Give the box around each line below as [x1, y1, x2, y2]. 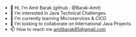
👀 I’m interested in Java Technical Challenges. [10, 10, 107, 16]
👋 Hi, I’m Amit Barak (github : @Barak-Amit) [10, 5, 101, 10]
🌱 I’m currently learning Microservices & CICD [10, 15, 107, 21]
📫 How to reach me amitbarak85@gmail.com [10, 26, 106, 32]
